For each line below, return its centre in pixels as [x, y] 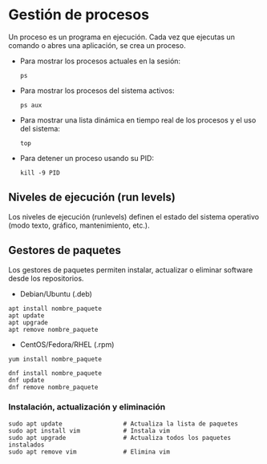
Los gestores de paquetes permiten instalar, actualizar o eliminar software [131, 269]
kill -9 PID [40, 173]
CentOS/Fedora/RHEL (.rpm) [67, 344]
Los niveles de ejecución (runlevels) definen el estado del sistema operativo [133, 216]
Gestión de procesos [79, 15]
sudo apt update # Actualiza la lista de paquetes [123, 424]
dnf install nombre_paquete [55, 373]
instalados [26, 445]
